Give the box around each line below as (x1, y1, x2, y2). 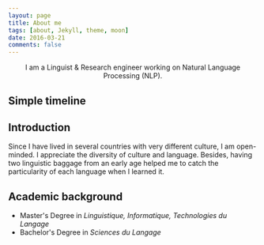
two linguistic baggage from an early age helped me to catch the (8, 159, 219, 168)
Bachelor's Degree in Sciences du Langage (19, 228, 162, 237)
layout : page (8, 11, 51, 20)
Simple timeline (8, 94, 87, 107)
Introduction (8, 120, 71, 134)
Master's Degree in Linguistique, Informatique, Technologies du (19, 211, 228, 220)
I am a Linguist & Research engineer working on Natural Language (25, 62, 241, 72)
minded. (8, 150, 36, 160)
